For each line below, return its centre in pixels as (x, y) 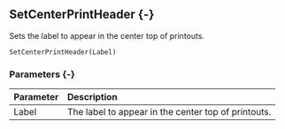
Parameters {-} (42, 74)
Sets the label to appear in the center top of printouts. (107, 35)
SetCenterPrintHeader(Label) (63, 52)
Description (92, 97)
